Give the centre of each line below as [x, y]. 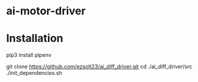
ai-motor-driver [46, 11]
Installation [35, 39]
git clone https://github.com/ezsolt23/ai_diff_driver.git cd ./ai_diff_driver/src [99, 66]
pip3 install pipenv [29, 55]
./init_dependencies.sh [34, 73]
